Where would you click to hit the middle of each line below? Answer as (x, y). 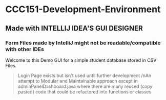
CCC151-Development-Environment (83, 9)
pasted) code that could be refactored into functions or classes (85, 92)
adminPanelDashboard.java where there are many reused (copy (85, 86)
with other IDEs (25, 49)
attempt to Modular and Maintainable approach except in (78, 81)
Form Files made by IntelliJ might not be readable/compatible (83, 43)
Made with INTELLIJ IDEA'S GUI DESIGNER (74, 28)
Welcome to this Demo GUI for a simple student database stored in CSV (81, 60)
